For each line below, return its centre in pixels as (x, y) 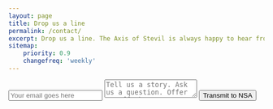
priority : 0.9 (47, 53)
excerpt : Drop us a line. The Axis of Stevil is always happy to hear (130, 38)
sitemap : (23, 46)
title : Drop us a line (47, 23)
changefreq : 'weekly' (59, 61)
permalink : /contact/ (45, 31)
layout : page (30, 16)
